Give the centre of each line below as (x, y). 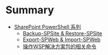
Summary (30, 10)
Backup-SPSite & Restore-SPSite (63, 33)
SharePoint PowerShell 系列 (48, 27)
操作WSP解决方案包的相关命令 (60, 46)
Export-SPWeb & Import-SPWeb (62, 39)
